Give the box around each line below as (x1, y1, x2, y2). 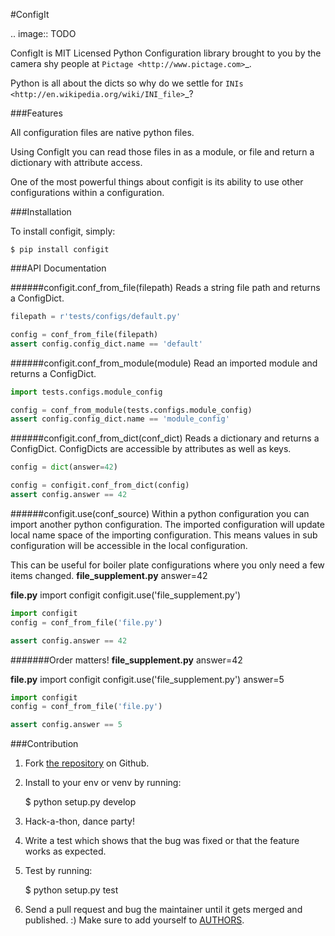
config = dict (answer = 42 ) (10, 462, 118, 473)
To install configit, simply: (10, 225, 116, 237)
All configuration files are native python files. (10, 127, 195, 138)
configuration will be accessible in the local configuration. (10, 539, 248, 551)
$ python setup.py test (24, 884, 119, 896)
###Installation (10, 206, 72, 218)
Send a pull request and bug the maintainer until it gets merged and (24, 904, 303, 916)
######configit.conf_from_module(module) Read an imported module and (10, 357, 318, 369)
